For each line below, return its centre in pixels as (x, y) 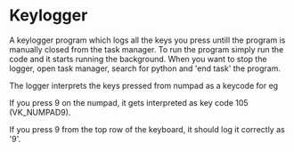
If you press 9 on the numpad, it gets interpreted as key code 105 (129, 102)
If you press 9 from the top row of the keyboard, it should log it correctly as (147, 129)
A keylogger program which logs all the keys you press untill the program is (147, 40)
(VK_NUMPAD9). (40, 112)
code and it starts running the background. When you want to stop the (138, 59)
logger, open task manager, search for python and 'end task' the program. (145, 68)
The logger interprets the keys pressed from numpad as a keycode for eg (144, 85)
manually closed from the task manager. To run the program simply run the (147, 49)
